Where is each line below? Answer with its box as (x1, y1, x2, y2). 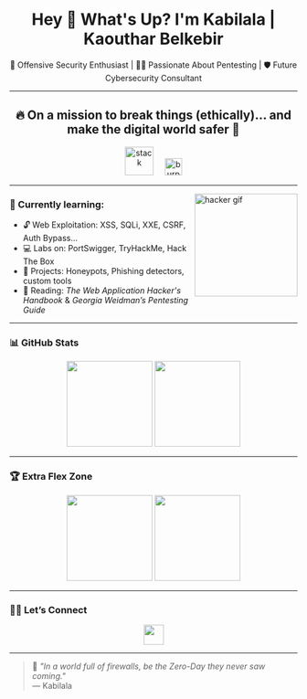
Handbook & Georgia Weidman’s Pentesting (22, 295, 189, 306)
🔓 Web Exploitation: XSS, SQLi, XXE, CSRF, (22, 219, 186, 230)
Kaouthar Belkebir (83, 28, 224, 49)
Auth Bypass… (22, 233, 79, 244)
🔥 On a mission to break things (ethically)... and (15, 108, 292, 123)
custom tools (22, 275, 72, 287)
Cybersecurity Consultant (104, 72, 203, 83)
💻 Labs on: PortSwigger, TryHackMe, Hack (22, 243, 187, 254)
